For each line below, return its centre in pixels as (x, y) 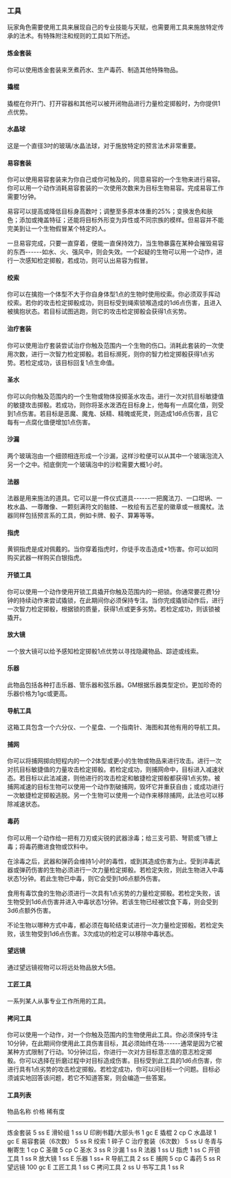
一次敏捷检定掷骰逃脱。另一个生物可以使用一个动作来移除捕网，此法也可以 (112, 796)
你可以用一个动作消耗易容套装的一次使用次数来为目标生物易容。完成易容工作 (115, 188)
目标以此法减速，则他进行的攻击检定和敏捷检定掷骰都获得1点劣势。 (120, 778)
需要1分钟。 (23, 197)
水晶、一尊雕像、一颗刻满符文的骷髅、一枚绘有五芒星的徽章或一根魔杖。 (115, 507)
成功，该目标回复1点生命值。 (77, 362)
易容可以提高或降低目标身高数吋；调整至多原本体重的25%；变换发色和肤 (110, 211)
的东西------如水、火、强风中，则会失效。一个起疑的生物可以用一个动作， (112, 252)
